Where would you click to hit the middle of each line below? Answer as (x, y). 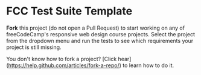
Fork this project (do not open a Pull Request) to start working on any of (96, 28)
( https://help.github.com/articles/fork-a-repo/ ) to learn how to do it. (90, 65)
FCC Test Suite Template (69, 11)
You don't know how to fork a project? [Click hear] (69, 59)
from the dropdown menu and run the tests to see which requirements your (100, 41)
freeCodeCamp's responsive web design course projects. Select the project (101, 34)
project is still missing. (34, 47)
